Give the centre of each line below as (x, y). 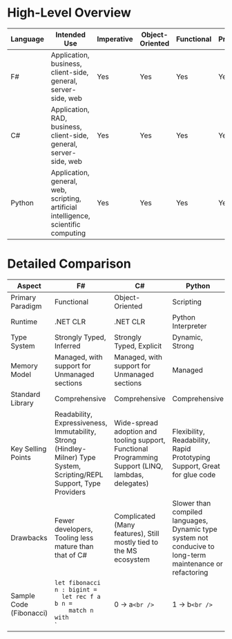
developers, (74, 529)
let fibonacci (78, 583)
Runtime (24, 322)
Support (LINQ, (138, 466)
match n (81, 610)
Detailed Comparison (69, 264)
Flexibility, (188, 432)
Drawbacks (29, 537)
